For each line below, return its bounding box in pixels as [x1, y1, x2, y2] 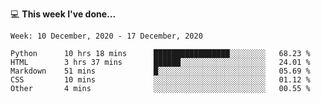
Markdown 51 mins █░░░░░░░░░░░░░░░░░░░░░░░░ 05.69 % [10, 66, 311, 76]
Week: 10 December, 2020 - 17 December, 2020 [10, 31, 203, 41]
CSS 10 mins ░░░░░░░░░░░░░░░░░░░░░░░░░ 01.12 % [10, 75, 311, 85]
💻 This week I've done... [10, 8, 117, 20]
